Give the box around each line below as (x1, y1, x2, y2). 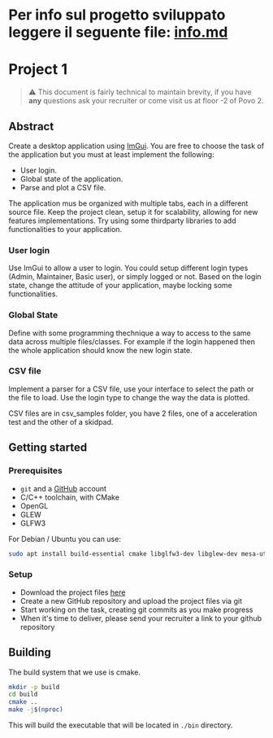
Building (8, 645, 51, 660)
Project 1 (8, 60, 67, 79)
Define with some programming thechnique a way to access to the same (8, 328, 251, 338)
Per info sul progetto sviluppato (8, 6, 226, 24)
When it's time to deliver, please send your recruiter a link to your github (19, 613, 262, 623)
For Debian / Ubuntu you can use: (8, 534, 122, 544)
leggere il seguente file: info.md (8, 23, 228, 41)
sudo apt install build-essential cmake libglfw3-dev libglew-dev (8, 549, 238, 558)
